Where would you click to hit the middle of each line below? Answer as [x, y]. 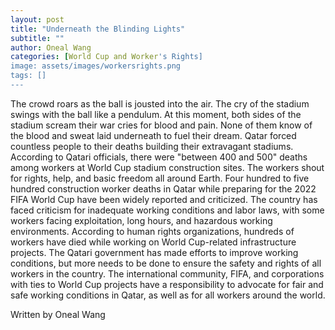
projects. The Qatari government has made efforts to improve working [154, 252]
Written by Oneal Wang [58, 314]
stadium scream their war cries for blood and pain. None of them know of [161, 125]
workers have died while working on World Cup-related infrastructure [153, 242]
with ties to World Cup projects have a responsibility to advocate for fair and [167, 284]
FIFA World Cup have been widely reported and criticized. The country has [164, 199]
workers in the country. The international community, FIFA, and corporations [167, 273]
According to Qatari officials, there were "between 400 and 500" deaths [159, 157]
